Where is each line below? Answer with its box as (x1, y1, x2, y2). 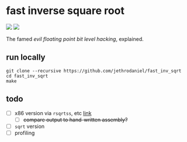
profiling (14, 129, 35, 136)
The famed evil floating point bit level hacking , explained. (6, 35, 144, 42)
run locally (6, 53, 46, 63)
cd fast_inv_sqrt (6, 73, 49, 79)
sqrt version (14, 123, 45, 130)
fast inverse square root (6, 4, 124, 18)
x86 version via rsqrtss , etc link (14, 109, 92, 116)
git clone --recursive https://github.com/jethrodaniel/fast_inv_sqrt (6, 68, 182, 74)
